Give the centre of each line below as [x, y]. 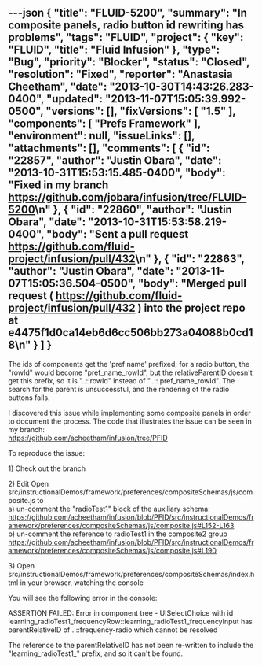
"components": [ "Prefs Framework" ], [105, 124]
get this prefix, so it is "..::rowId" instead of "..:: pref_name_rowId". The [122, 380]
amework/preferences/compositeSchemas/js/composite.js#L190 [113, 550]
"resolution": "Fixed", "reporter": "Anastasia [120, 74]
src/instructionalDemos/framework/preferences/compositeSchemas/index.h [131, 574]
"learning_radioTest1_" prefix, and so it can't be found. [96, 653]
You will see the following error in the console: [83, 598]
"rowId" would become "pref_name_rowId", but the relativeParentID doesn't [130, 372]
